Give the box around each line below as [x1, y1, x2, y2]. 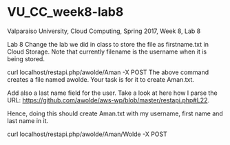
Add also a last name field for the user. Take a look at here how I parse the [7, 89, 218, 97]
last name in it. [7, 116, 49, 124]
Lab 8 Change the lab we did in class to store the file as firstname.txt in [7, 40, 209, 48]
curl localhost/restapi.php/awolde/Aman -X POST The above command [7, 68, 209, 76]
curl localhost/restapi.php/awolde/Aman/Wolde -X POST [7, 130, 167, 138]
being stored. [7, 54, 45, 63]
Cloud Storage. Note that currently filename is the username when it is [7, 47, 207, 56]
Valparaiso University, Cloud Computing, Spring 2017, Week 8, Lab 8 [7, 27, 201, 35]
